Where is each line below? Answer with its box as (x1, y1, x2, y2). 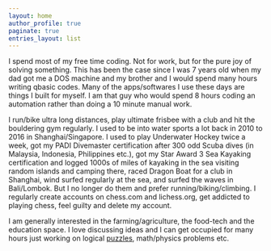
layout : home (8, 11, 53, 20)
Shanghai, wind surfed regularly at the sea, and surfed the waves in (8, 175, 234, 185)
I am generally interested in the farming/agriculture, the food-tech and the (8, 216, 255, 226)
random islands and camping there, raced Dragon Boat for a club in (8, 166, 233, 176)
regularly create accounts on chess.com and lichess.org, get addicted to (8, 192, 251, 202)
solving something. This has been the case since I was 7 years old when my (8, 65, 261, 75)
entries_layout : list (8, 34, 82, 43)
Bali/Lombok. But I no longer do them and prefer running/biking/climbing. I (8, 183, 256, 194)
